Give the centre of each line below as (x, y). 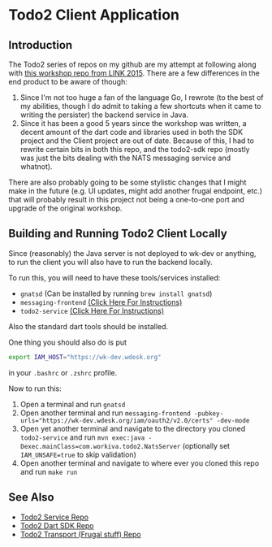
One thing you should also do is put (68, 342)
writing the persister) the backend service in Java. (104, 115)
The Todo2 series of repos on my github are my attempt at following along (133, 64)
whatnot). (36, 167)
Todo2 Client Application (94, 15)
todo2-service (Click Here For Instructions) (92, 310)
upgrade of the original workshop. (65, 208)
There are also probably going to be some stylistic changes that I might (127, 182)
